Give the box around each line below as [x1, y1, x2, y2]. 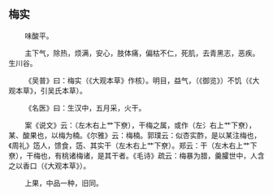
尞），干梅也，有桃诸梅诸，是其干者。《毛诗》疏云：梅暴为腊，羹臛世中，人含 [8, 150, 265, 160]
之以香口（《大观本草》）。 [8, 161, 91, 171]
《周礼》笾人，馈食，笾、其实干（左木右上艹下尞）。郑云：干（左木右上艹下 [8, 141, 258, 150]
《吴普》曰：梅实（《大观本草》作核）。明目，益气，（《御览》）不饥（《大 [24, 76, 260, 85]
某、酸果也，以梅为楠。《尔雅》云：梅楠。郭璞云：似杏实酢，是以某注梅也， [8, 130, 262, 140]
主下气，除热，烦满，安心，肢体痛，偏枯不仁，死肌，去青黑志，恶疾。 [24, 48, 260, 58]
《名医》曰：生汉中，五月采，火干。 [24, 102, 146, 112]
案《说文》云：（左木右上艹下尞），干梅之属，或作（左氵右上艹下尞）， [24, 120, 256, 130]
